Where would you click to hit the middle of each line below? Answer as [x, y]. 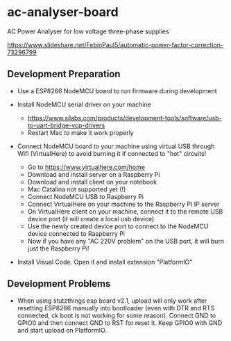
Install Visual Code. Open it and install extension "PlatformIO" [105, 262]
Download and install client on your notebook [92, 182]
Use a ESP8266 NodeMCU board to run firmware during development [117, 90]
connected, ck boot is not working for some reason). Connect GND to [117, 315]
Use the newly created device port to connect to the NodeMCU [118, 226]
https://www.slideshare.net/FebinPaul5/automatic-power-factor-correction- [115, 45]
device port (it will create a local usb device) [91, 219]
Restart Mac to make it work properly [80, 132]
